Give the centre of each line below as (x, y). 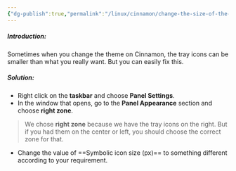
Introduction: (27, 37)
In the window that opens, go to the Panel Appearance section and (115, 103)
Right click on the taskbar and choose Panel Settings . (96, 95)
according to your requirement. (63, 160)
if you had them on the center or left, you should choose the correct (123, 132)
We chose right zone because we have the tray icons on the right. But (126, 124)
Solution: (21, 77)
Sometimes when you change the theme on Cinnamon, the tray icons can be (118, 54)
